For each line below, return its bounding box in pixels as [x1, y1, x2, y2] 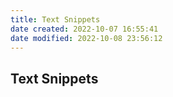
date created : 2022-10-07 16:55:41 [10, 24, 159, 34]
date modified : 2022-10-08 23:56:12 [10, 33, 163, 43]
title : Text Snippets [10, 14, 101, 25]
